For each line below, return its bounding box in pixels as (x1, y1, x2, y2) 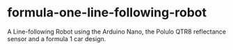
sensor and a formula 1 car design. (7, 34, 106, 42)
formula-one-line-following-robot (7, 5, 207, 21)
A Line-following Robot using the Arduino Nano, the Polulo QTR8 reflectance (7, 27, 227, 36)
